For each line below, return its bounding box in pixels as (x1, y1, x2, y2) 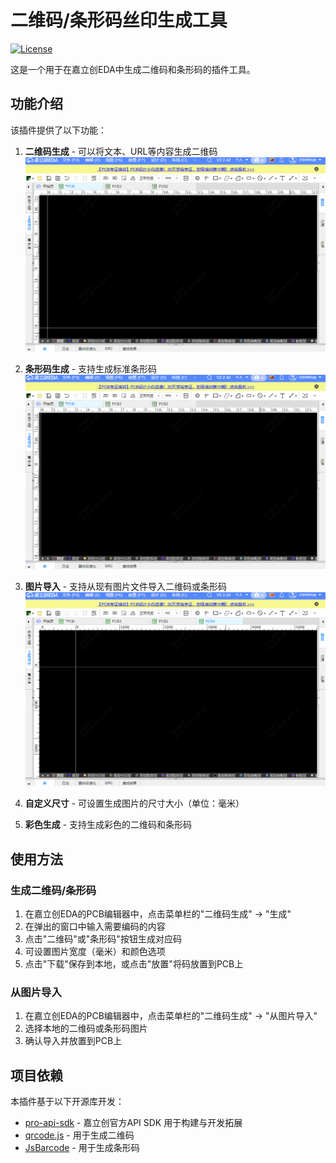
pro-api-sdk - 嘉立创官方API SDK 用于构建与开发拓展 (24, 1117, 243, 1129)
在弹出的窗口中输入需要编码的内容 (24, 921, 166, 933)
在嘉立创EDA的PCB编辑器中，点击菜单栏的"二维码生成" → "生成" (24, 908, 292, 920)
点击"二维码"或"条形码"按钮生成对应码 (24, 933, 182, 945)
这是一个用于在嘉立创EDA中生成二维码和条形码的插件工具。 (10, 63, 256, 75)
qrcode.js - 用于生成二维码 (24, 1129, 135, 1141)
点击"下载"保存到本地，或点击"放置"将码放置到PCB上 (24, 958, 244, 970)
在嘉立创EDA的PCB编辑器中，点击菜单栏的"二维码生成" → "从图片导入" (24, 1010, 318, 1022)
